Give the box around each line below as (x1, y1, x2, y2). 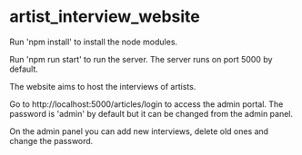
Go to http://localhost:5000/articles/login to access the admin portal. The (9, 98, 284, 110)
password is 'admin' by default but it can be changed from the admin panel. (9, 108, 294, 119)
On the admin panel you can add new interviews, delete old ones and (9, 125, 269, 137)
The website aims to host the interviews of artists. (9, 81, 196, 92)
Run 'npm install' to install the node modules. (9, 36, 178, 47)
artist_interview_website (9, 6, 200, 27)
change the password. (9, 135, 94, 146)
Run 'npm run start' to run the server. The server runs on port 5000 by (9, 53, 273, 64)
